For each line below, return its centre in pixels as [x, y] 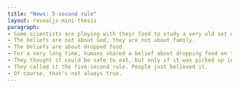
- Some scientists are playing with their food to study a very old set [117, 34]
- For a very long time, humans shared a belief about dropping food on [117, 54]
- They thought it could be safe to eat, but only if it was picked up [116, 60]
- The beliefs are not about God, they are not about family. [101, 40]
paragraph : [23, 27]
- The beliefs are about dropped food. [67, 47]
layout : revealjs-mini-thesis [52, 21]
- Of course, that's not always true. [65, 73]
